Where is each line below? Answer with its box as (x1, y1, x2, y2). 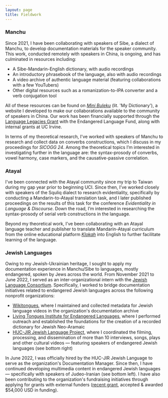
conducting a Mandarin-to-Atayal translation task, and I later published (5, 195, 151, 201)
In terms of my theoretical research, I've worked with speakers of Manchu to (5, 133, 163, 139)
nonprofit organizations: (5, 293, 55, 299)
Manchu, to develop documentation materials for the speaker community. (5, 45, 157, 51)
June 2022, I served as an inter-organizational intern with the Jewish (5, 277, 147, 283)
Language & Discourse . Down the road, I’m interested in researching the (5, 206, 154, 212)
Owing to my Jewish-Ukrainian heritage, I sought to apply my (5, 261, 132, 267)
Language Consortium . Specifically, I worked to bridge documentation (5, 282, 150, 288)
